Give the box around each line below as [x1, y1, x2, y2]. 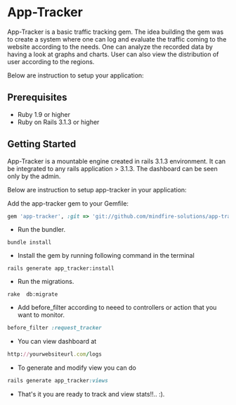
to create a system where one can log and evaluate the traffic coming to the [7, 35, 227, 43]
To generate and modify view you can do [17, 363, 137, 372]
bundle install [7, 239, 52, 247]
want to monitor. [17, 311, 65, 319]
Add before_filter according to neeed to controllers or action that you [17, 304, 217, 312]
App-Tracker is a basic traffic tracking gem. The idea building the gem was [7, 27, 224, 36]
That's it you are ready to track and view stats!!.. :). [17, 390, 165, 399]
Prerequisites [7, 92, 67, 104]
